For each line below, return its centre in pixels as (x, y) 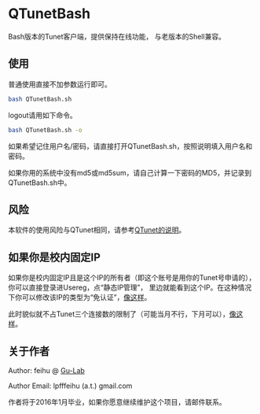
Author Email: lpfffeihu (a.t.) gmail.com (70, 386)
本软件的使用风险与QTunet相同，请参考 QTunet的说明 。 (97, 230)
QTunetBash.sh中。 (40, 183)
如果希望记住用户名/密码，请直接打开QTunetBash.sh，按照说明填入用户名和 (130, 146)
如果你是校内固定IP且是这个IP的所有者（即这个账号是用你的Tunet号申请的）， (132, 278)
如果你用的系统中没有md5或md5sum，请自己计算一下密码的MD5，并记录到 (130, 172)
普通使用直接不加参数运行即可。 (60, 84)
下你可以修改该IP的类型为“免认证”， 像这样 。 (80, 298)
